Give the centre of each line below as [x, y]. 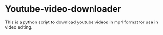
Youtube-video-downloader [63, 9]
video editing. [19, 27]
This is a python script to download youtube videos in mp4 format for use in [81, 22]
